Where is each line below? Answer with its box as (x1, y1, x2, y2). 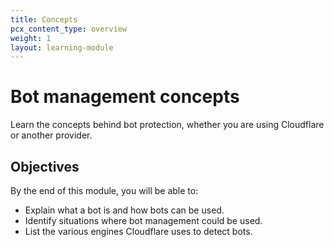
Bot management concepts (10, 86, 240, 108)
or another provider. (10, 129, 93, 141)
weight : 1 (10, 33, 52, 43)
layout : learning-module (10, 42, 114, 53)
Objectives (10, 158, 80, 175)
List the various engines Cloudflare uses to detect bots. (24, 226, 253, 237)
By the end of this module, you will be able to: (10, 185, 199, 196)
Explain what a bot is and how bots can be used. (24, 204, 225, 216)
